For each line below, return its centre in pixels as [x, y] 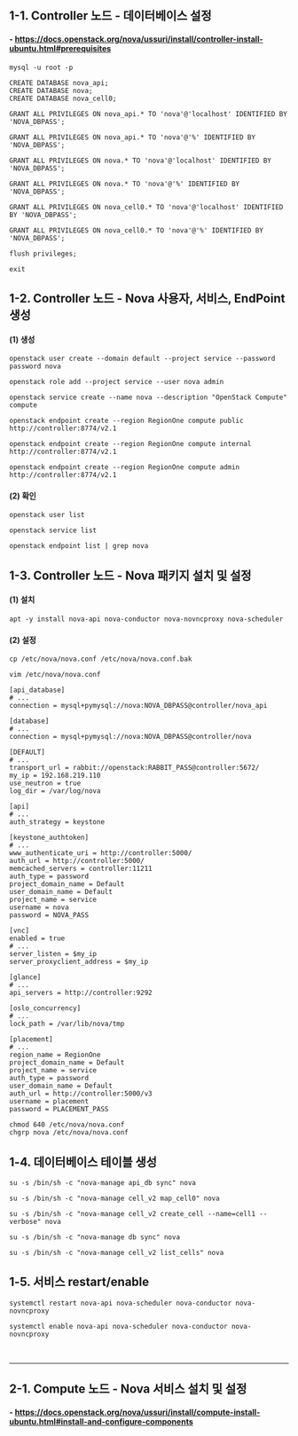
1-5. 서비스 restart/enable [79, 1282]
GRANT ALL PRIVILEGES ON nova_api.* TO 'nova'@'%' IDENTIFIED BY [132, 137]
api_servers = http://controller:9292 [81, 993]
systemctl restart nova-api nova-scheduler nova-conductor [121, 1303]
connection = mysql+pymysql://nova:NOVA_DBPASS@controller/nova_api [138, 706]
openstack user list [47, 515]
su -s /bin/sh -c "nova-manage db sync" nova [94, 1237]
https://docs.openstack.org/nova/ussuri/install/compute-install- [137, 1412]
